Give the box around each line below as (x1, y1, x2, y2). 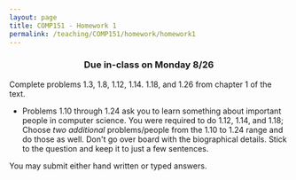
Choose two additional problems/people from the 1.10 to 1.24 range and (21, 124, 284, 135)
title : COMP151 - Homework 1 (9, 21, 117, 30)
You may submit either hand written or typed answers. (9, 160, 207, 171)
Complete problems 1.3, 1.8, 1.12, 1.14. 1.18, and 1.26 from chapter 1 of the (9, 79, 272, 90)
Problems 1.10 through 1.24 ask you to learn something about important (21, 106, 282, 116)
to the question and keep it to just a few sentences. (21, 143, 209, 153)
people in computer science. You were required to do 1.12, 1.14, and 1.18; (21, 114, 284, 125)
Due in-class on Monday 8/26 (83, 59, 214, 71)
